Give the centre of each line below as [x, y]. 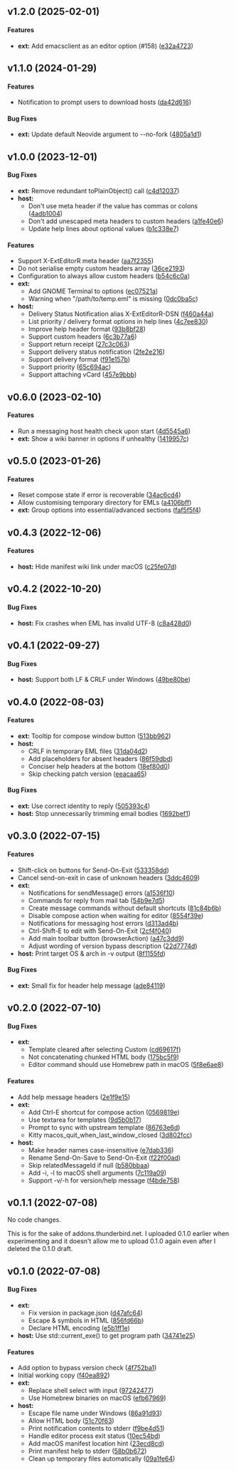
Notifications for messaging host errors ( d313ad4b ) [103, 923]
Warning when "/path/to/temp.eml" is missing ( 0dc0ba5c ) [113, 299]
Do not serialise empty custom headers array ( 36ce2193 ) [101, 269]
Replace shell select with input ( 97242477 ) [91, 1391]
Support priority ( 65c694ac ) [70, 367]
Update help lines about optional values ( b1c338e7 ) [103, 228]
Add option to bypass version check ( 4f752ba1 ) [87, 1368]
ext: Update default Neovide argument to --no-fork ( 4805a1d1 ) [109, 134]
